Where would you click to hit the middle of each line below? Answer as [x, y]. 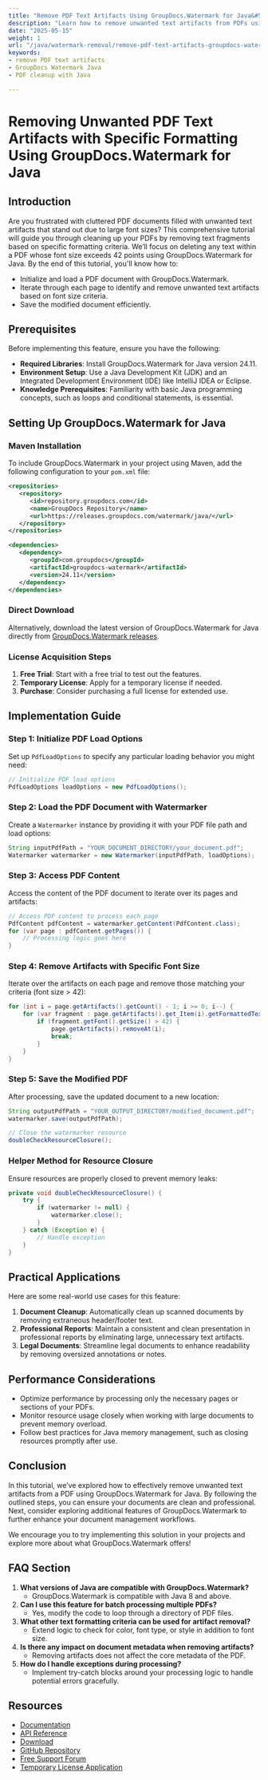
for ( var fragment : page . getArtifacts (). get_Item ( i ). [116, 1015]
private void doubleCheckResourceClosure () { [85, 1193]
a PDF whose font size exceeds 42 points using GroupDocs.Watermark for [130, 255]
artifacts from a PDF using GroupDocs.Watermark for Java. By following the [132, 1493]
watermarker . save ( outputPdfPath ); [66, 1118]
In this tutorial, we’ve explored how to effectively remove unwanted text [126, 1485]
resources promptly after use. [69, 1441]
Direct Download [41, 610]
